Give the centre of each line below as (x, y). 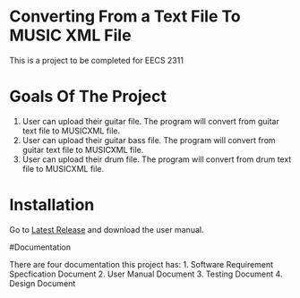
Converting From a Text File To (125, 17)
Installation (52, 205)
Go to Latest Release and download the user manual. (107, 229)
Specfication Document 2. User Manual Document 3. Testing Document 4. (146, 274)
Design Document (43, 283)
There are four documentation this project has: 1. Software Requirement (141, 264)
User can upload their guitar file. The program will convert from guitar (150, 121)
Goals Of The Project (88, 97)
